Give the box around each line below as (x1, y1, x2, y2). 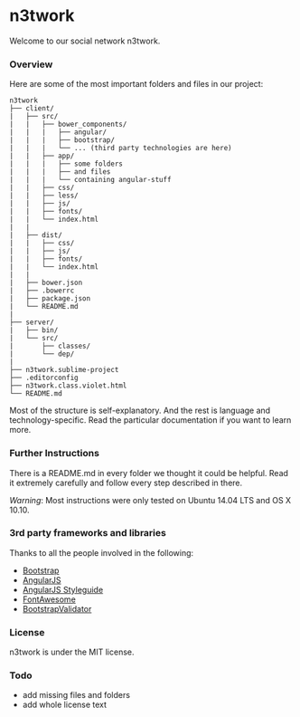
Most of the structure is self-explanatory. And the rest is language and (9, 405, 271, 416)
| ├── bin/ (9, 326, 59, 335)
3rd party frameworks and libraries (9, 527, 167, 540)
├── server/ (9, 318, 54, 327)
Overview (9, 58, 53, 71)
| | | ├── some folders (9, 159, 124, 168)
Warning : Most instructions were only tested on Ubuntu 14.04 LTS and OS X (9, 494, 292, 505)
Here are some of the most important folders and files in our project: (9, 79, 264, 90)
